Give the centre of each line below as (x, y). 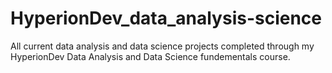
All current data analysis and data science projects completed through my (162, 46)
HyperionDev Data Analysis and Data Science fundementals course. (150, 56)
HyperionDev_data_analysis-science (166, 18)
